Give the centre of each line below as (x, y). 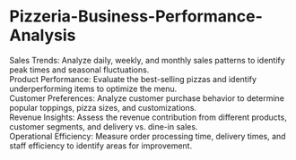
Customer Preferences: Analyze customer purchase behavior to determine (147, 98)
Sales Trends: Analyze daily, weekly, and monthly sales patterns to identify (147, 60)
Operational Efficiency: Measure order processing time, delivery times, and (148, 136)
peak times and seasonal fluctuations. (79, 70)
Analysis (43, 35)
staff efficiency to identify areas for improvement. (101, 146)
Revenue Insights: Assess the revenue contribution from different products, (148, 117)
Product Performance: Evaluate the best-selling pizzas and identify (133, 79)
